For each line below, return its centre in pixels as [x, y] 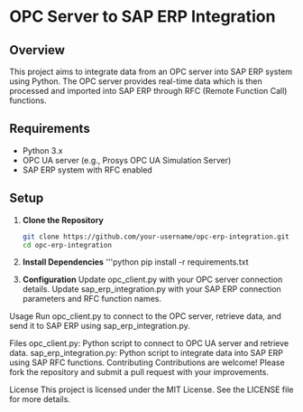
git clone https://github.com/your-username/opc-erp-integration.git [156, 237]
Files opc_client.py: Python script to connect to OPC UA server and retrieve [149, 343]
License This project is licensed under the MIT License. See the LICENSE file [151, 389]
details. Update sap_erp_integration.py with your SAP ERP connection [151, 289]
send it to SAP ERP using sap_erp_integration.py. [100, 326]
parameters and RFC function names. [92, 299]
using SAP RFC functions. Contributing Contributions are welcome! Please [147, 362]
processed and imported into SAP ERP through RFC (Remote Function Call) [148, 91]
